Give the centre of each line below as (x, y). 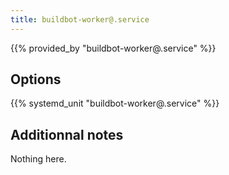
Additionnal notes (67, 134)
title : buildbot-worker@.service (80, 19)
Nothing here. (38, 159)
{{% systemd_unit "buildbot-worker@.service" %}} (115, 103)
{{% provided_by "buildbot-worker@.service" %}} (113, 48)
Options (36, 79)
